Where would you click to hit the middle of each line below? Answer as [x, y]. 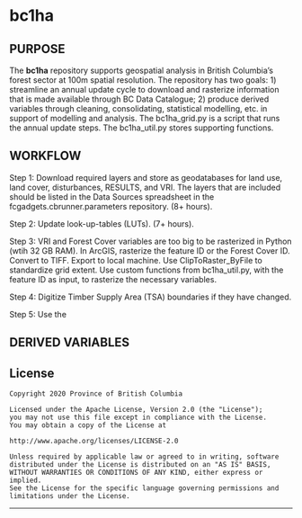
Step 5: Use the [38, 314]
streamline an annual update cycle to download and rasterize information [144, 89]
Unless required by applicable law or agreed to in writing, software [144, 457]
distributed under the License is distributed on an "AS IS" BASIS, [140, 465]
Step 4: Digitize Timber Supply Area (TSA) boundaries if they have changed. [151, 297]
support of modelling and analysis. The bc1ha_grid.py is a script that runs [145, 118]
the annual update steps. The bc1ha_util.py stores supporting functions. [142, 128]
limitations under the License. [70, 496]
